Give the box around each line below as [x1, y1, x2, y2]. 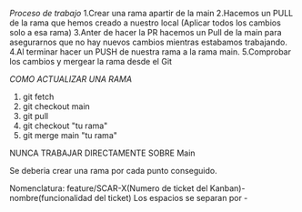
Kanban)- [209, 183, 246, 194]
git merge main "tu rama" [22, 130, 118, 140]
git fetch [22, 91, 55, 102]
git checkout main [22, 101, 91, 112]
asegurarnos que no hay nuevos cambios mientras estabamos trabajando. [9, 36, 288, 47]
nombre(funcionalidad [9, 193, 93, 203]
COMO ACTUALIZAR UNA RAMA [9, 74, 133, 85]
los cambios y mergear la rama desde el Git [9, 56, 173, 66]
